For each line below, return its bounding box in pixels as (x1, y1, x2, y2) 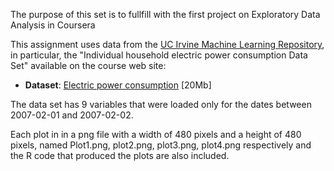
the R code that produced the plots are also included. (10, 150, 230, 161)
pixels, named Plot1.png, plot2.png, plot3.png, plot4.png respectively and (10, 139, 312, 151)
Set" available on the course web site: (10, 60, 167, 71)
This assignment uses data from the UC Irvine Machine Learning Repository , (10, 39, 325, 50)
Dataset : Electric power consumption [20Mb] (24, 79, 212, 91)
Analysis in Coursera (10, 19, 96, 31)
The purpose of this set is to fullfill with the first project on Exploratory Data (10, 9, 321, 20)
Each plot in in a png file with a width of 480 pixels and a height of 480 (10, 129, 302, 140)
